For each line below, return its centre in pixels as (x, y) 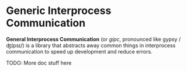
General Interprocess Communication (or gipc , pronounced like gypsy (92, 39)
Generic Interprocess (59, 11)
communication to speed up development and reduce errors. (79, 51)
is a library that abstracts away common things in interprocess (101, 45)
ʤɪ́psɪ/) (15, 45)
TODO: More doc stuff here (39, 63)
